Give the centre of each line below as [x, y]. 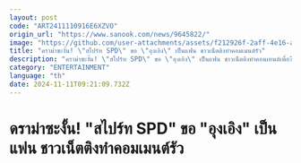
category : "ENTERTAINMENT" [60, 68]
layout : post [34, 17]
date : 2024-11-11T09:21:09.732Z [69, 84]
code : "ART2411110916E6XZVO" [64, 26]
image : [21, 43]
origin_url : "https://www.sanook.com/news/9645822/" [110, 34]
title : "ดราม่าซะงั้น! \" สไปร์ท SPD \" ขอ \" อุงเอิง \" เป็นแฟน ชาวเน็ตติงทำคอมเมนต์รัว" [138, 51]
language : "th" [38, 76]
